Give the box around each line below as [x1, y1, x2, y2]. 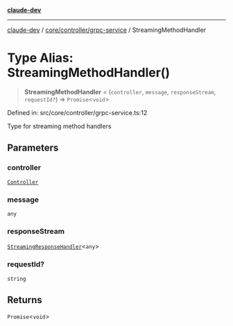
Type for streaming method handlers [7, 121, 112, 130]
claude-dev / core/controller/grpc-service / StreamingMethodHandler [7, 26, 207, 34]
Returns [7, 294, 43, 306]
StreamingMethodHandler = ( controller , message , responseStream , [24, 87, 216, 96]
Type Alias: [7, 50, 74, 66]
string [7, 275, 26, 282]
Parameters [7, 142, 59, 154]
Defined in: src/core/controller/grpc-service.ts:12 [7, 108, 148, 117]
